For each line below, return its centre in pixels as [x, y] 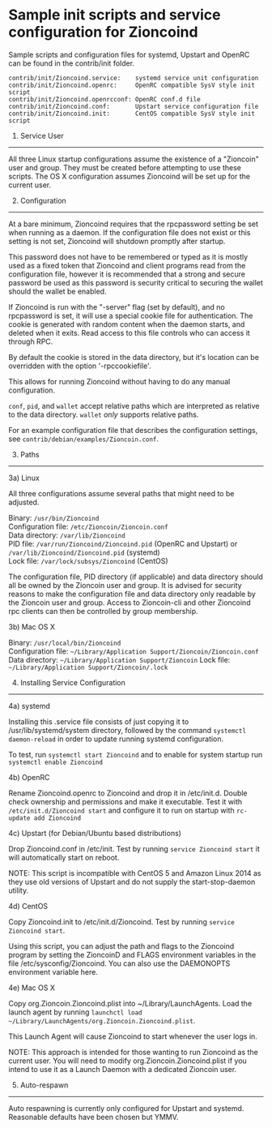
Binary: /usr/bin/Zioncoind [54, 517]
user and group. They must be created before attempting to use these [125, 167]
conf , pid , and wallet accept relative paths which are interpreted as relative [134, 405]
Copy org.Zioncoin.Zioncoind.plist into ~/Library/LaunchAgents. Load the [130, 1003]
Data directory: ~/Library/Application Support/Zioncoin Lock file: [119, 659]
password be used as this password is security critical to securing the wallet [136, 282]
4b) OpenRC [29, 777]
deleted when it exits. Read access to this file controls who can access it [130, 332]
